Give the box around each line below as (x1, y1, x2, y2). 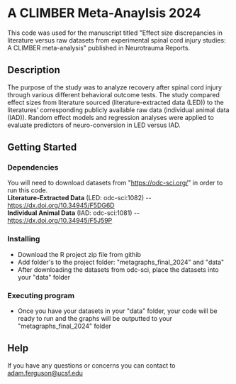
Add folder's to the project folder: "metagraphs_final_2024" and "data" (17, 258, 225, 266)
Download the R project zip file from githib (17, 250, 142, 258)
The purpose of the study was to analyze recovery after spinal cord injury (7, 83, 222, 92)
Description (7, 64, 60, 76)
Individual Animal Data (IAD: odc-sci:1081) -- (7, 209, 140, 217)
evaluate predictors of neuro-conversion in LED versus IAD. (7, 121, 181, 129)
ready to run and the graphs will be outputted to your (17, 314, 172, 323)
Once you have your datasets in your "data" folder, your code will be (17, 307, 218, 315)
